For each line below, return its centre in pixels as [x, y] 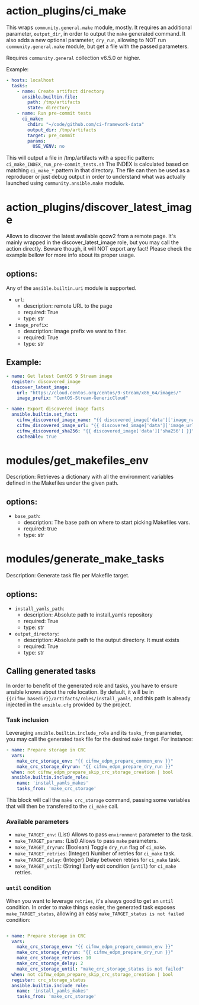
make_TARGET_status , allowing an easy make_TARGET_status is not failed [95, 914]
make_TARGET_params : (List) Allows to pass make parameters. [86, 841]
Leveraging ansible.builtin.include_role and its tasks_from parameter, [94, 733]
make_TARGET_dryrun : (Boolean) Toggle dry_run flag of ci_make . [91, 847]
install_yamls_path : [39, 608]
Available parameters [38, 822]
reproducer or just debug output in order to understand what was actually [96, 177]
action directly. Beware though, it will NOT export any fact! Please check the [99, 249]
